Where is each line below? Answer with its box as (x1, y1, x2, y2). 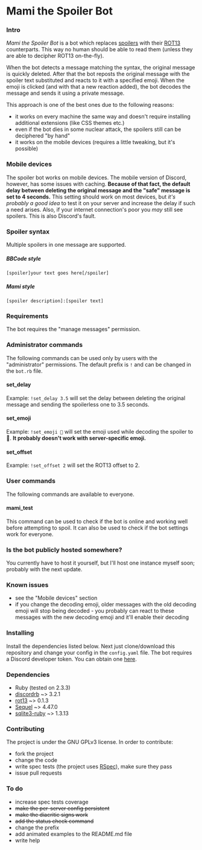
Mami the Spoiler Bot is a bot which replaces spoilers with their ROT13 (6, 39, 181, 46)
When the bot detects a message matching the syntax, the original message (6, 64, 195, 71)
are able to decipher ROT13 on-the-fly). (6, 52, 104, 60)
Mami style (6, 282, 35, 290)
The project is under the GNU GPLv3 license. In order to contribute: (6, 738, 174, 746)
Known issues (6, 580, 49, 589)
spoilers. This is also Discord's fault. (6, 212, 96, 220)
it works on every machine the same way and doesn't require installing (14, 113, 191, 120)
